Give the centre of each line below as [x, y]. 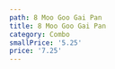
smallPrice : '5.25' [46, 43]
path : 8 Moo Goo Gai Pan [56, 17]
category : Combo [40, 34]
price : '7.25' [36, 51]
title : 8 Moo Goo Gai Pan [57, 26]
